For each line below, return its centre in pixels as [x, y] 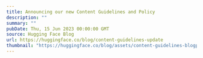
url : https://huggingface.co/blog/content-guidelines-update [85, 40]
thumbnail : [20, 46]
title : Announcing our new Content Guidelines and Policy [81, 12]
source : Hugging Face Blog [40, 34]
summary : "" [21, 23]
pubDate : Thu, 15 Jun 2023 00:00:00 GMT [58, 29]
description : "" [27, 18]
